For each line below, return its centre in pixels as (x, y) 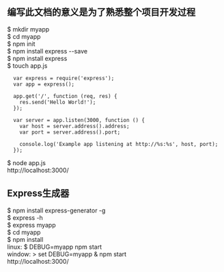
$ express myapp (31, 225)
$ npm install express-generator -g (56, 210)
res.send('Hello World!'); (58, 102)
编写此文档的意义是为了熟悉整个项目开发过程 (101, 12)
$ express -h (25, 217)
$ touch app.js (27, 65)
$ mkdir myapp (28, 29)
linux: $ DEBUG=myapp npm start (55, 247)
